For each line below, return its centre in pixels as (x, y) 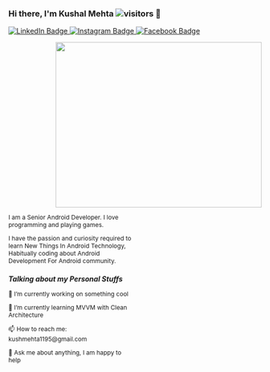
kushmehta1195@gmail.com (48, 339)
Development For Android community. (62, 261)
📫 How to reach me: (38, 329)
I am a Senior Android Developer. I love (63, 218)
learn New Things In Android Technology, (67, 246)
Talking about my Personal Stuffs (65, 279)
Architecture (26, 315)
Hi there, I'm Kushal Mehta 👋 (85, 14)
